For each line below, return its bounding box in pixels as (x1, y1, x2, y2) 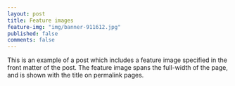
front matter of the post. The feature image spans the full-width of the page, (7, 63, 229, 72)
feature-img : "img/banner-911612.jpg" (7, 23, 121, 30)
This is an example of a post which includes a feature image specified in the (7, 56, 227, 64)
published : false (7, 30, 58, 37)
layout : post (7, 10, 46, 18)
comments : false (7, 37, 55, 44)
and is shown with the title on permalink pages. (7, 71, 144, 80)
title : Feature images (7, 17, 74, 24)
